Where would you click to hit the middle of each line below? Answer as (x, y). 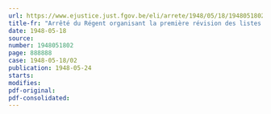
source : (21, 38)
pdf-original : (32, 90)
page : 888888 (30, 53)
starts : (21, 75)
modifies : (25, 83)
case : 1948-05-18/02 (43, 61)
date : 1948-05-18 (38, 31)
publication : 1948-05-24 (50, 68)
